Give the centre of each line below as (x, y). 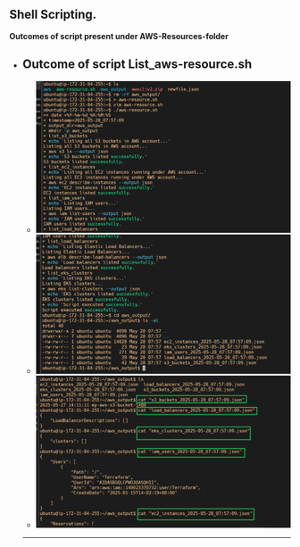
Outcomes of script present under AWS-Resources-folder (119, 36)
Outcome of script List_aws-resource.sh (137, 65)
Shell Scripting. (53, 15)
